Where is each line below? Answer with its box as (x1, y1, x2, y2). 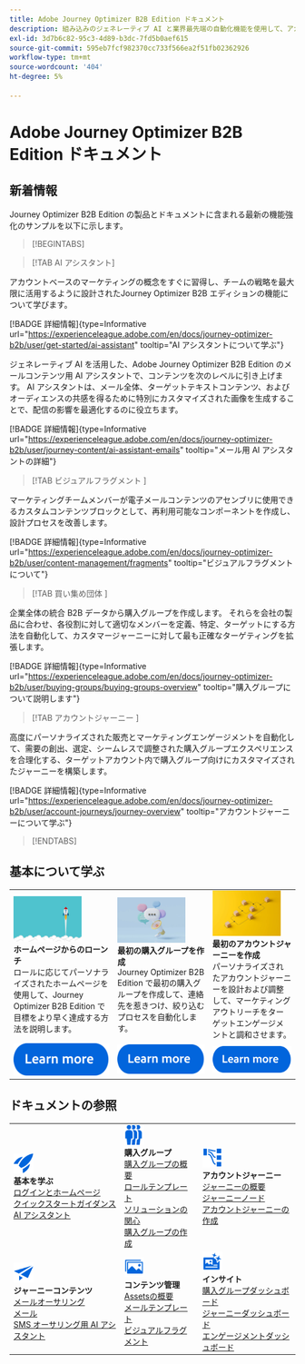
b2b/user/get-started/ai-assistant (9, 339, 134, 350)
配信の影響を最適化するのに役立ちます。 (33, 404, 183, 415)
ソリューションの (123, 1203, 188, 1214)
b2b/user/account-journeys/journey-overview (9, 806, 182, 816)
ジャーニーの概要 (202, 1181, 266, 1191)
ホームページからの (13, 944, 85, 955)
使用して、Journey (13, 990, 84, 1001)
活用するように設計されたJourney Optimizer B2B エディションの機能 (25, 287, 281, 299)
